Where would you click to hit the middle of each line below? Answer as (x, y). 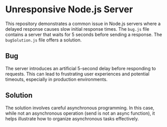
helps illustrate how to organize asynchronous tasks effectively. (72, 118)
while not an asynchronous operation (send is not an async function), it (80, 113)
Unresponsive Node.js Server (69, 9)
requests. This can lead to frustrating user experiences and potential (77, 74)
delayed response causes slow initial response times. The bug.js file (77, 29)
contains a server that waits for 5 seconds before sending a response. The (84, 34)
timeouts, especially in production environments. (56, 79)
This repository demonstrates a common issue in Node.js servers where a (83, 24)
